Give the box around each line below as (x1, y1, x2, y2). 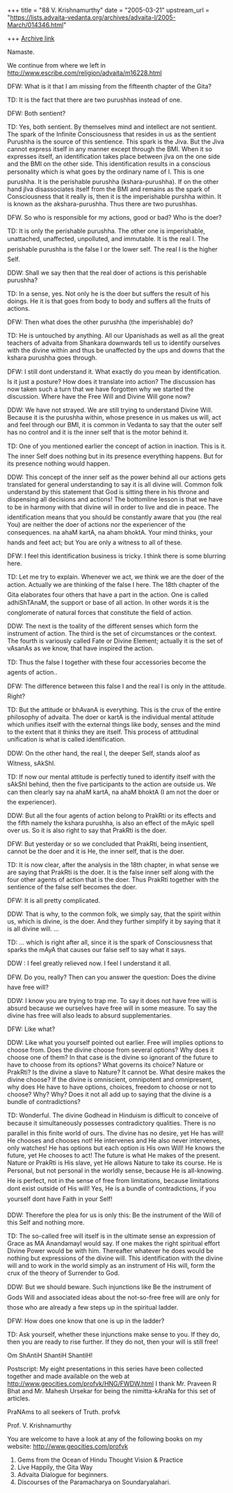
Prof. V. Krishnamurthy (7, 1421, 72, 1430)
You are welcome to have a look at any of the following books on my (7, 1435, 203, 1443)
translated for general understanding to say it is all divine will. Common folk (7, 480, 223, 489)
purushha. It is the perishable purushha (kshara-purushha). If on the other (7, 178, 219, 185)
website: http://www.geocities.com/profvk (7, 1442, 129, 1450)
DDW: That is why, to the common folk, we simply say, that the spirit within (7, 910, 221, 918)
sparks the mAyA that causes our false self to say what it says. (7, 946, 186, 954)
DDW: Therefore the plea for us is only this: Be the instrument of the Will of (7, 1211, 222, 1219)
